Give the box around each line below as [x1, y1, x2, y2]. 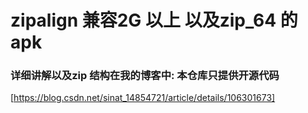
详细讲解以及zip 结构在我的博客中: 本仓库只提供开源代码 [10, 69, 280, 83]
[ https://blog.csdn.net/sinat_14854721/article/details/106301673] [10, 92, 276, 104]
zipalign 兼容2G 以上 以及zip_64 [10, 9, 277, 32]
